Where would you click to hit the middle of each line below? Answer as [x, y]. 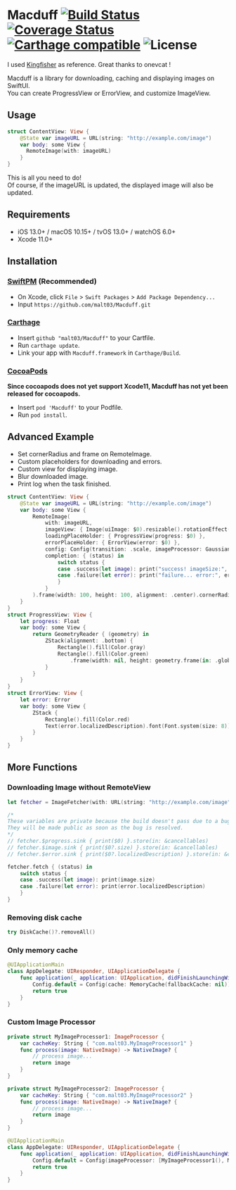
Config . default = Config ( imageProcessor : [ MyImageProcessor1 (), [129, 1160]
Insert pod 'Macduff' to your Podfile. [70, 408]
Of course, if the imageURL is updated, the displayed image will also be [111, 185]
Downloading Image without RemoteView [79, 787]
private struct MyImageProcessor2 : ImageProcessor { [86, 1089]
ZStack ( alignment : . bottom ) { [89, 641]
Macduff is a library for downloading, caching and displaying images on [111, 78]
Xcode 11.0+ [35, 239]
